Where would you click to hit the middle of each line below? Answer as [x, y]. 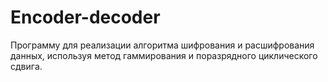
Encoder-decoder [85, 17]
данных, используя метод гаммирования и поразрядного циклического [164, 55]
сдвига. [26, 66]
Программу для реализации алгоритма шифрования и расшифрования [162, 45]
